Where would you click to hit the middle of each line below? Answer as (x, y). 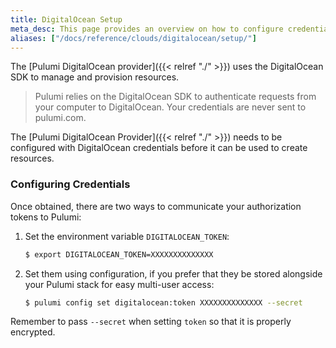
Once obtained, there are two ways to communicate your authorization (156, 206)
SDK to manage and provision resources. (95, 77)
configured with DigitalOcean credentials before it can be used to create (159, 148)
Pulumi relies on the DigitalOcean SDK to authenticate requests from (175, 97)
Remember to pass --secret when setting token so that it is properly (151, 322)
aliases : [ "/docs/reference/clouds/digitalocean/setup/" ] (133, 38)
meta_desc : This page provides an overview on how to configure (147, 29)
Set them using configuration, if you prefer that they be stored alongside (173, 273)
